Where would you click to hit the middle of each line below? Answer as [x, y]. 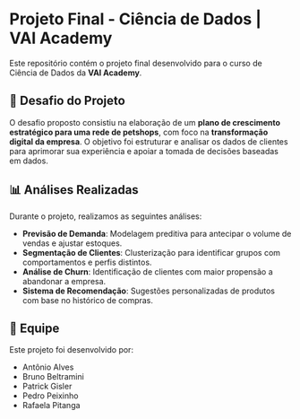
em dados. [29, 161]
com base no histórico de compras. [88, 300]
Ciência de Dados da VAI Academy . [76, 73]
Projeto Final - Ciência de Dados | [136, 19]
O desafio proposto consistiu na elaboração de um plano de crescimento [145, 122]
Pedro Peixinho [50, 396]
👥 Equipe [34, 328]
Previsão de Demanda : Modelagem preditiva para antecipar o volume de [157, 233]
